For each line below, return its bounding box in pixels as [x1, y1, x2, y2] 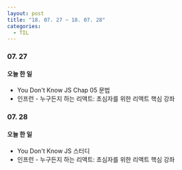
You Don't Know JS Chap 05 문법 [16, 86, 111, 95]
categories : [7, 23, 41, 29]
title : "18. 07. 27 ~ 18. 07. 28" [7, 16, 106, 23]
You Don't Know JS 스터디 [16, 147, 90, 155]
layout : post [7, 10, 44, 17]
